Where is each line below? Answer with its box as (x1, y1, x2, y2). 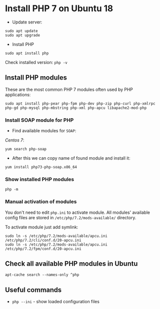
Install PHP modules (5, 74, 67, 82)
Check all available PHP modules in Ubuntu (5, 260, 138, 268)
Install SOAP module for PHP (5, 117, 74, 124)
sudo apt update (5, 28, 38, 33)
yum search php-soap (5, 147, 47, 152)
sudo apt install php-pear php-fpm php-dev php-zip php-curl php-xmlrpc (5, 101, 156, 106)
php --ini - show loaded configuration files (12, 299, 100, 305)
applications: (5, 91, 31, 98)
